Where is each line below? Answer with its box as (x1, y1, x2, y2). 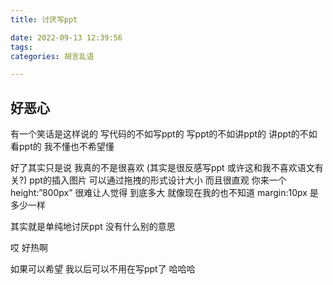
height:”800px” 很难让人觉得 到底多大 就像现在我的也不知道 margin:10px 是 (10, 187, 319, 199)
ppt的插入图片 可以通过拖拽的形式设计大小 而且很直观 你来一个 (29, 174, 287, 186)
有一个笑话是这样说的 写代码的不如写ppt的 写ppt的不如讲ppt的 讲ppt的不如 (10, 128, 318, 140)
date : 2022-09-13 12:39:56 (10, 32, 123, 43)
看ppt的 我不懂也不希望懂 (10, 141, 115, 153)
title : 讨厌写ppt (10, 14, 78, 25)
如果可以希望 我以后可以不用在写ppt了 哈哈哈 (10, 263, 196, 275)
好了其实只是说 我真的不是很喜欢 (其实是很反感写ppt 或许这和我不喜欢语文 (10, 162, 315, 174)
